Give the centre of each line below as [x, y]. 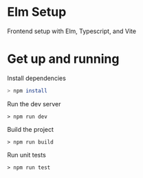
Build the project [30, 129]
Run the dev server [34, 103]
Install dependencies [37, 78]
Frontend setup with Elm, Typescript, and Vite [71, 31]
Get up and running [63, 59]
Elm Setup [37, 12]
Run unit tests [26, 155]
